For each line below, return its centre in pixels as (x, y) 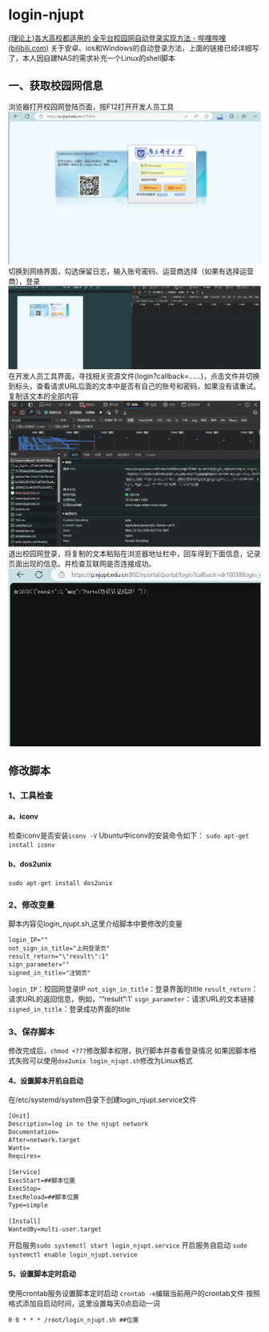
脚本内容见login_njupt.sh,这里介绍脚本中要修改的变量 (95, 924)
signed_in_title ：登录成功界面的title (69, 1009)
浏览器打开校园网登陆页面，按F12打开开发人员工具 (91, 107)
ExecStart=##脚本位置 (42, 1181)
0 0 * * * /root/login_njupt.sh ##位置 (74, 1320)
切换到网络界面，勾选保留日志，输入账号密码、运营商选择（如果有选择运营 (131, 271)
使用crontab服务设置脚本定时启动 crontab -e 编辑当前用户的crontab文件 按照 (134, 1293)
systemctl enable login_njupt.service (73, 1255)
